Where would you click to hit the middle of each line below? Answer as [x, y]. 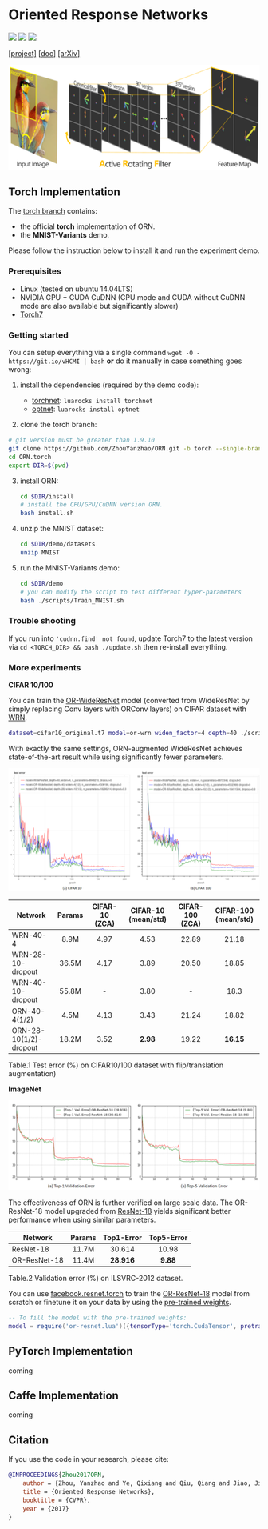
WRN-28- [29, 955]
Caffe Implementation [64, 1395]
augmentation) [32, 1074]
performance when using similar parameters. [82, 1220]
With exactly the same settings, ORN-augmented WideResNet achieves [126, 748]
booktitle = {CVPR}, [57, 1500]
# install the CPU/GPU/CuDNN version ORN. [91, 505]
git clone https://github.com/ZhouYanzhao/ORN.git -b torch [110, 448]
